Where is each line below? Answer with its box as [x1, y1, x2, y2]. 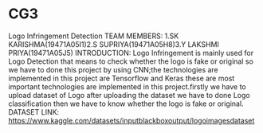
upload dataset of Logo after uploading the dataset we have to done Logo [8, 90, 250, 100]
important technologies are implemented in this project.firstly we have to [8, 81, 246, 92]
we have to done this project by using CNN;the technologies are [8, 65, 219, 74]
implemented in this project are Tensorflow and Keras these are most [8, 73, 235, 83]
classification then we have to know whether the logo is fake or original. [8, 99, 245, 108]
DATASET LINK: [8, 107, 60, 116]
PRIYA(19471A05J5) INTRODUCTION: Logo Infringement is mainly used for [8, 48, 253, 57]
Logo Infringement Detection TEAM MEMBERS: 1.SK [8, 31, 179, 41]
